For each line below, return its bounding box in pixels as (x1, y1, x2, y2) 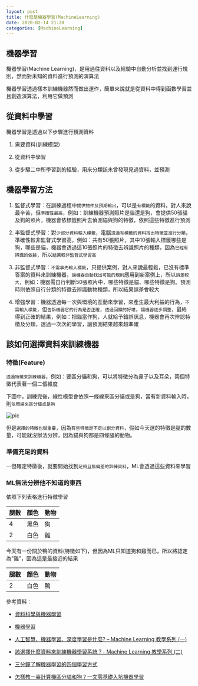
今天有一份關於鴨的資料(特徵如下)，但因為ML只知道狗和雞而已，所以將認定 (6, 547, 188, 554)
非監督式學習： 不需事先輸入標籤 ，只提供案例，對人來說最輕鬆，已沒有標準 (14, 263, 190, 270)
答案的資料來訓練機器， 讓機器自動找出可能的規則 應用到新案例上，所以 (14, 271, 176, 278)
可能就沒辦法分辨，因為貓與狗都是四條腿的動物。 (16, 432, 136, 439)
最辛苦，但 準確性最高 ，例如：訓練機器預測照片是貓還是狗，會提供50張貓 (14, 209, 188, 216)
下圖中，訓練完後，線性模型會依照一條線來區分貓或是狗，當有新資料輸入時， (6, 393, 192, 400)
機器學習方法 (6, 185, 53, 195)
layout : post (6, 8, 38, 15)
